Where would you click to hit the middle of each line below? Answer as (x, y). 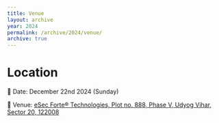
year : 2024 (23, 26)
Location (33, 73)
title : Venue (26, 13)
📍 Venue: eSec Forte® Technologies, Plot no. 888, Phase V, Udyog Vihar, (109, 105)
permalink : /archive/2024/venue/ (55, 32)
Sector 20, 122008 (33, 112)
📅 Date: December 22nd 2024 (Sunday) (63, 92)
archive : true (27, 39)
